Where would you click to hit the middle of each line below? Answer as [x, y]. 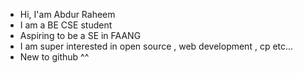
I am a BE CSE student [66, 25]
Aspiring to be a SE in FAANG [80, 35]
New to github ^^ [54, 57]
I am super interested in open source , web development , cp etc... [156, 46]
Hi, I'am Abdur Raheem [67, 14]
